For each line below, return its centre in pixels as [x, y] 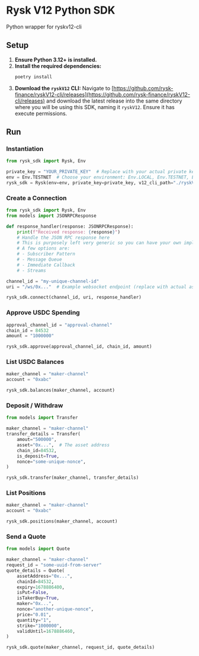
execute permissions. [41, 113]
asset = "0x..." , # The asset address [63, 445]
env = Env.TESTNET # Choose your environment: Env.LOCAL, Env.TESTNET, [98, 177]
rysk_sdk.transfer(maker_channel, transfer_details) [73, 478]
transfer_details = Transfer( [44, 434]
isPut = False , [33, 593]
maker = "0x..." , [36, 604]
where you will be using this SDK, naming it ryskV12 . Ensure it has [94, 107]
